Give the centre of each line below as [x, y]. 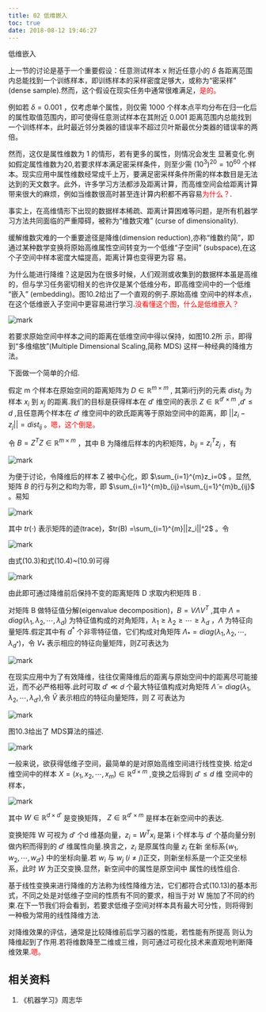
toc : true [25, 23]
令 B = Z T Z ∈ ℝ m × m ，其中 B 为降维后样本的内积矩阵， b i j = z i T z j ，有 [122, 443]
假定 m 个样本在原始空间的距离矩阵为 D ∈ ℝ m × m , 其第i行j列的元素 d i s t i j [126, 390]
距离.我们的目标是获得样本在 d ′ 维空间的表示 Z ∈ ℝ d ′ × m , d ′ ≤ [154, 401]
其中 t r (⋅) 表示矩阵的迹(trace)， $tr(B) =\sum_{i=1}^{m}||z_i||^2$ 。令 [119, 528]
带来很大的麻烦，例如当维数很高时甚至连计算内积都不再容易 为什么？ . [120, 194]
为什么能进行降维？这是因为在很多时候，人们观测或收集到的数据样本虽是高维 [133, 274]
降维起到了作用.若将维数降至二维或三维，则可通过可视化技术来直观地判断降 [131, 942]
